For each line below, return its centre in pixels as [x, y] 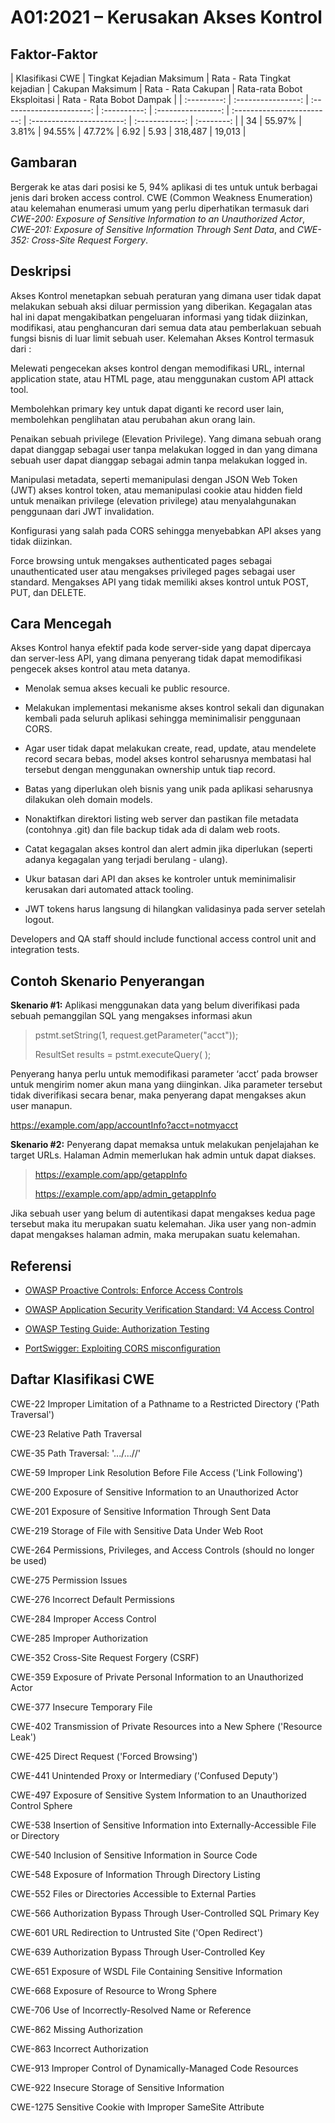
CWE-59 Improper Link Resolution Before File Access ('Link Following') [156, 1472]
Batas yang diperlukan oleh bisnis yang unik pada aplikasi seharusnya [169, 789]
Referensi [41, 1266]
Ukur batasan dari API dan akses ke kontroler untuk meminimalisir [160, 879]
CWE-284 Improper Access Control [83, 1618]
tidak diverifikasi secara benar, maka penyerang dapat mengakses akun [158, 1095]
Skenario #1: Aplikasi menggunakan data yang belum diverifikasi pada [155, 1005]
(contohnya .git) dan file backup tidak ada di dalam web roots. [152, 830]
